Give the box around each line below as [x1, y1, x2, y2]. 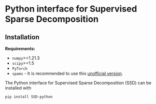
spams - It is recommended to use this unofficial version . [12, 71, 123, 76]
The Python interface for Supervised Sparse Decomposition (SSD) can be [5, 80, 152, 86]
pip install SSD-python [5, 94, 53, 99]
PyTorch [12, 66, 28, 71]
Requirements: [5, 46, 35, 51]
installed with [5, 85, 31, 90]
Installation [5, 33, 40, 41]
